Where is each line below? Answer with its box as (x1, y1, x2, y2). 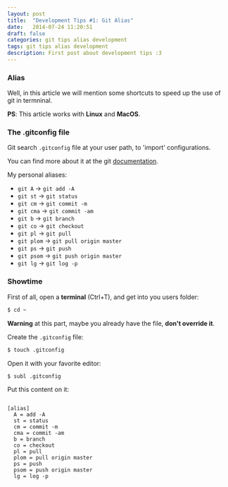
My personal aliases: (7, 170, 68, 179)
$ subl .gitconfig (7, 372, 61, 380)
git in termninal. (7, 96, 53, 105)
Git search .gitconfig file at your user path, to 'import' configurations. (7, 144, 211, 152)
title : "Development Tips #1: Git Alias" (7, 17, 134, 24)
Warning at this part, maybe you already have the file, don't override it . (7, 319, 215, 327)
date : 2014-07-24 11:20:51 (7, 23, 93, 30)
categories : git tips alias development (7, 37, 128, 44)
